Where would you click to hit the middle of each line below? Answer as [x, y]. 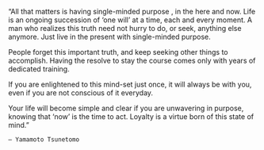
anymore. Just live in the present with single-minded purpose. [110, 37]
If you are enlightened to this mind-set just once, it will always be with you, [130, 84]
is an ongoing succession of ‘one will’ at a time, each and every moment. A [130, 20]
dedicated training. [39, 69]
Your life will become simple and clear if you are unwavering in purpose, [126, 108]
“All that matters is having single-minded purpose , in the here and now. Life [132, 12]
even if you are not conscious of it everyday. [80, 93]
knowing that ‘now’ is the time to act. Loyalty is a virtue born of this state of [131, 117]
